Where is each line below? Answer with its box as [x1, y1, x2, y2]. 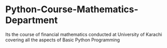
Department [5, 14, 58, 26]
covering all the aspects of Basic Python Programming [5, 37, 120, 43]
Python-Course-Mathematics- [5, 4, 138, 15]
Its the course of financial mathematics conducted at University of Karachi [5, 31, 162, 37]
